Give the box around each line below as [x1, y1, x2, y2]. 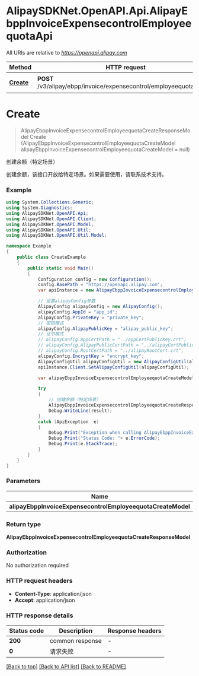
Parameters [6, 477, 40, 485]
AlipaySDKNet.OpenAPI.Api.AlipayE [6, 4, 188, 18]
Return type [6, 520, 41, 528]
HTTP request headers [6, 577, 73, 585]
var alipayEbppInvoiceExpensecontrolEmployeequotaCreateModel [37, 375, 195, 381]
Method [9, 63, 32, 71]
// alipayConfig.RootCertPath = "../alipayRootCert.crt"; [37, 348, 184, 354]
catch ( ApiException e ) [37, 418, 99, 425]
